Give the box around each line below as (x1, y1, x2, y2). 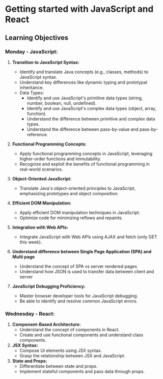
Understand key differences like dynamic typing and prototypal (19, 79, 147, 85)
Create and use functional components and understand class (19, 332, 143, 338)
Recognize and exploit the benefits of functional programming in (19, 161, 150, 167)
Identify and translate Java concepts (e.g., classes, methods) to (19, 69, 149, 75)
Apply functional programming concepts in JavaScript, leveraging (19, 150, 153, 156)
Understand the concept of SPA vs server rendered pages (19, 263, 137, 269)
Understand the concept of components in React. (19, 327, 120, 333)
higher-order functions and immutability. (19, 156, 102, 162)
